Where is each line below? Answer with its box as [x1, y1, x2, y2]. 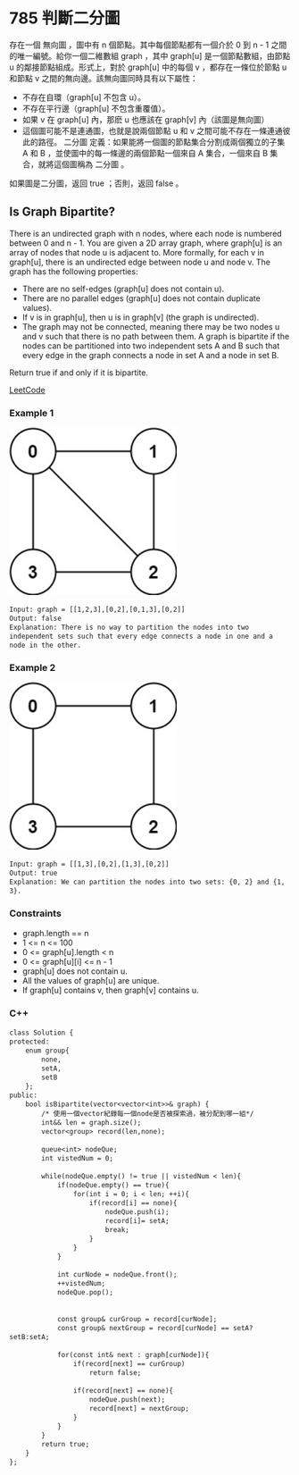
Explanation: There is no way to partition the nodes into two [9, 623, 250, 633]
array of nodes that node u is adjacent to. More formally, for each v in [9, 247, 265, 257]
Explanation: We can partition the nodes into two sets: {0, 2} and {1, [9, 877, 286, 887]
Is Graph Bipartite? [9, 205, 116, 220]
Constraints [9, 908, 62, 920]
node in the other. [9, 641, 82, 650]
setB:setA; [9, 1332, 50, 1341]
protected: [9, 1037, 50, 1046]
